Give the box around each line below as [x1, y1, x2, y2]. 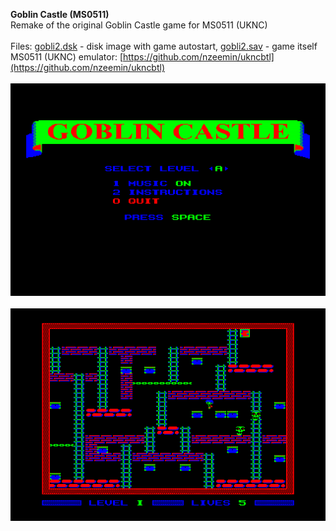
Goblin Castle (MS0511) [10, 9, 110, 20]
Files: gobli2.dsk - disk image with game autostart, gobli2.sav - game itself [10, 40, 318, 52]
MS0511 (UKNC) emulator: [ [10, 51, 123, 63]
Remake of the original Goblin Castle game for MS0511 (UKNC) [10, 19, 268, 31]
